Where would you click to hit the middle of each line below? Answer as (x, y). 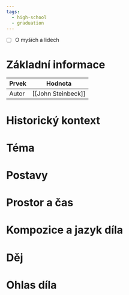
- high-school (29, 17)
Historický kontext (53, 120)
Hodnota (59, 83)
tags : (13, 12)
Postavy (27, 175)
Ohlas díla (31, 285)
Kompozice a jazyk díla (65, 230)
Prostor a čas (40, 203)
